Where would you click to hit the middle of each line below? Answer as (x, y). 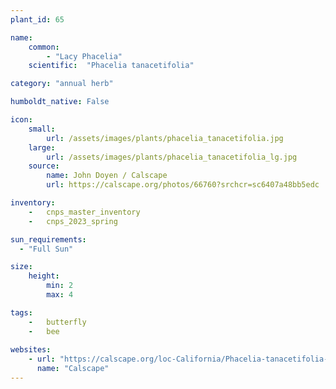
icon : (21, 120)
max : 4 (60, 295)
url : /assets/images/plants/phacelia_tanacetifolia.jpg (165, 138)
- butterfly (57, 322)
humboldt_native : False (60, 102)
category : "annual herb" (62, 84)
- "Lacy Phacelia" (84, 56)
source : (44, 166)
